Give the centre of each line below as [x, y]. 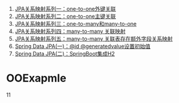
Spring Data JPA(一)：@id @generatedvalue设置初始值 [83, 46]
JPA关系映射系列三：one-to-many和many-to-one [76, 24]
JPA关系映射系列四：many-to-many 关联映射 [70, 31]
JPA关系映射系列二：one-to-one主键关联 [65, 16]
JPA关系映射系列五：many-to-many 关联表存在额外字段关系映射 [94, 39]
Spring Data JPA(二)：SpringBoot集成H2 [65, 54]
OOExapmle [37, 78]
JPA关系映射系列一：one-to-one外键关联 [65, 9]
